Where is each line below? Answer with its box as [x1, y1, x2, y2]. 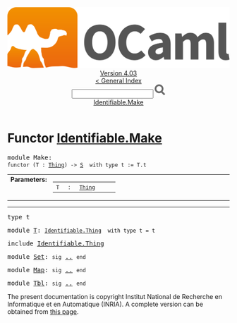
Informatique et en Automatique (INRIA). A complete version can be [7, 300, 203, 308]
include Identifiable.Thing [7, 239, 104, 248]
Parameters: [10, 175, 47, 183]
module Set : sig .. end [7, 252, 86, 260]
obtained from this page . [7, 307, 79, 316]
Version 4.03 [99, 69, 138, 78]
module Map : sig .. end [7, 266, 86, 274]
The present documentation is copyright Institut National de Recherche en [7, 292, 222, 300]
